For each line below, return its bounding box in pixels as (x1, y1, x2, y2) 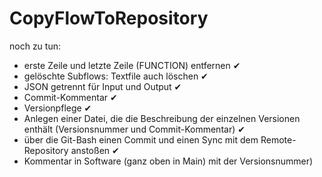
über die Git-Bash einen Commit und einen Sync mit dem (23, 133, 259, 146)
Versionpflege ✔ (23, 102, 92, 114)
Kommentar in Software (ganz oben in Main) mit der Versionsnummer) (23, 155, 314, 167)
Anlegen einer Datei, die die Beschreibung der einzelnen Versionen (23, 112, 301, 124)
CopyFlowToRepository (9, 7, 209, 30)
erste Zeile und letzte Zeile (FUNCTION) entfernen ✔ (23, 59, 241, 71)
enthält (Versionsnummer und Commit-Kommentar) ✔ (23, 123, 246, 135)
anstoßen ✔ (70, 144, 120, 156)
